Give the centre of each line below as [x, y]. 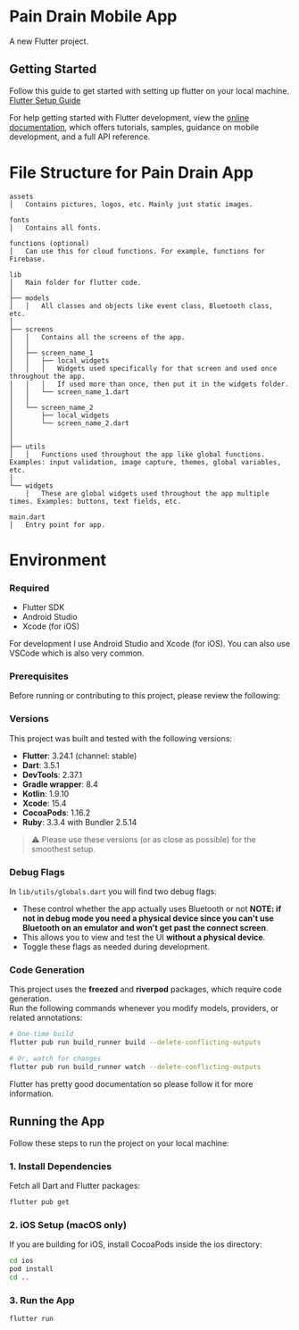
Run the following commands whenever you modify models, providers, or [144, 1008]
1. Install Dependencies [61, 1166]
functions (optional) [50, 243]
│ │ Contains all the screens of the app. [97, 337]
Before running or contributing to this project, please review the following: [145, 696]
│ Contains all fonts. [55, 228]
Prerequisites [39, 676]
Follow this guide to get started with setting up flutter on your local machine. [149, 90]
